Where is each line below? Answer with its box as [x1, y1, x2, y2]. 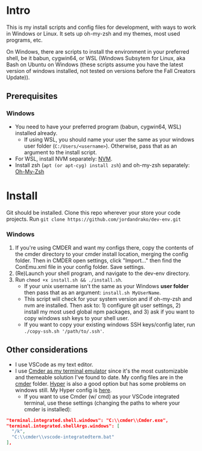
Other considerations [6, 345, 89, 355]
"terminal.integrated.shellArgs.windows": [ [6, 423, 120, 429]
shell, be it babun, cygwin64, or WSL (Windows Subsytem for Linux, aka [6, 54, 186, 61]
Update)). [6, 74, 30, 81]
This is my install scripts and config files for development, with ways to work [6, 24, 196, 31]
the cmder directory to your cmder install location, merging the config [14, 250, 189, 257]
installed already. [14, 129, 58, 136]
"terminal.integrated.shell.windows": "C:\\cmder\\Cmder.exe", [6, 417, 169, 423]
